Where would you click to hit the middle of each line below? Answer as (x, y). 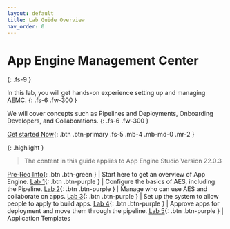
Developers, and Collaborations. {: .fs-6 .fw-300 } (78, 121)
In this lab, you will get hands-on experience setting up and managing (106, 93)
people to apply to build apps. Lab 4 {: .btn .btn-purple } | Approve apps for (113, 203)
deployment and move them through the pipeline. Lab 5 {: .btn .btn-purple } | (115, 211)
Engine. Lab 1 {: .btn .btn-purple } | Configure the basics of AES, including (111, 182)
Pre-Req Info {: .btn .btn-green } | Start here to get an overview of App (106, 175)
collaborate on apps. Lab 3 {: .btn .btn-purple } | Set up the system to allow (113, 197)
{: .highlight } (26, 148)
